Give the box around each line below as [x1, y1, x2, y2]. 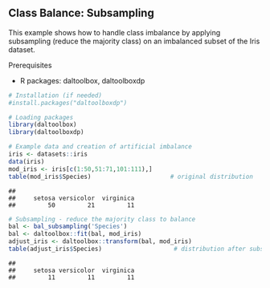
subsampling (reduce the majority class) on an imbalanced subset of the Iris [8, 36, 260, 46]
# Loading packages [8, 113, 74, 121]
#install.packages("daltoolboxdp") [8, 99, 128, 107]
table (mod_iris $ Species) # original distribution [8, 172, 253, 181]
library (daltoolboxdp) [8, 128, 84, 136]
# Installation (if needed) [8, 91, 103, 99]
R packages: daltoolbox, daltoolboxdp [19, 75, 145, 85]
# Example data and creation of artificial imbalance [8, 143, 193, 151]
